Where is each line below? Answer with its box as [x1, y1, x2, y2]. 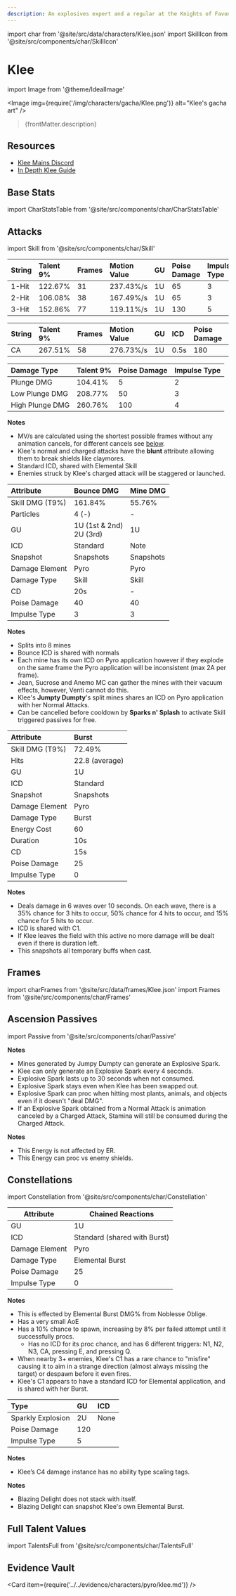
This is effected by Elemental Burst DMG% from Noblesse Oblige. [17, 1310, 208, 1318]
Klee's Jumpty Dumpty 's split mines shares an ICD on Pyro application [17, 693, 223, 702]
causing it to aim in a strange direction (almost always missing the [17, 1362, 209, 1371]
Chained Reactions [88, 1209, 155, 1219]
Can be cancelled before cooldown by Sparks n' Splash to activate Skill [17, 708, 226, 716]
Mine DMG [129, 486, 166, 496]
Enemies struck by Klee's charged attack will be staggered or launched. [17, 469, 226, 477]
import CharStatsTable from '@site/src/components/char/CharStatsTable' [7, 205, 220, 214]
